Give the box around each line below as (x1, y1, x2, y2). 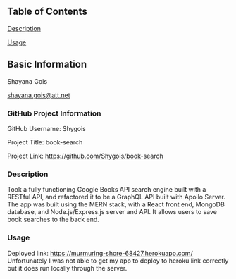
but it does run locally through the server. (7, 263, 128, 272)
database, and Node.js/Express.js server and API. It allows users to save (7, 208, 217, 216)
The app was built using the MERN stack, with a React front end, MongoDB (7, 200, 225, 209)
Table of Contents (7, 6, 88, 18)
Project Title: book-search (7, 137, 83, 147)
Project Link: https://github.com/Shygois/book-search (7, 151, 163, 160)
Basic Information (7, 58, 87, 70)
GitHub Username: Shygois (7, 124, 87, 132)
